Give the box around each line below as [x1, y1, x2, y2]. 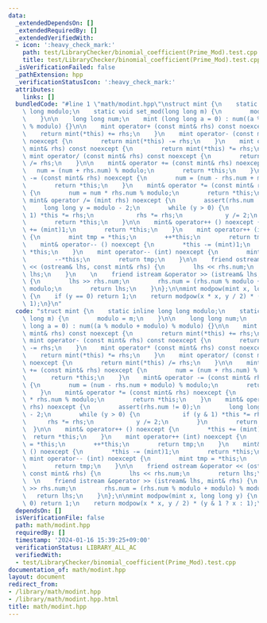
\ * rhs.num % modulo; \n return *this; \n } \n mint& [22, 396, 244, 404]
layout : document [8, 573, 66, 581]
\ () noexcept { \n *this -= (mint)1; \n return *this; [22, 447, 254, 455]
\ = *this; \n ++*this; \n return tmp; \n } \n [22, 440, 229, 448]
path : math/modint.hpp [15, 521, 91, 529]
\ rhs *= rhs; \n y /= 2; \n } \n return [22, 418, 258, 426]
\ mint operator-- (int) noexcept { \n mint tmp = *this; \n [22, 455, 247, 463]
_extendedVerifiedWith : [15, 33, 94, 42]
